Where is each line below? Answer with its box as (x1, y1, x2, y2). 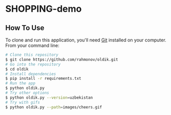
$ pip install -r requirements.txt (5, 76, 82, 81)
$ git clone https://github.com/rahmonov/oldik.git (5, 57, 118, 62)
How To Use (5, 24, 45, 32)
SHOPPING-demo (5, 3, 82, 15)
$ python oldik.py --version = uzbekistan (5, 95, 93, 100)
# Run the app (5, 81, 36, 86)
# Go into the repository (5, 62, 61, 67)
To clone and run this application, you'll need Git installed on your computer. (5, 37, 167, 43)
